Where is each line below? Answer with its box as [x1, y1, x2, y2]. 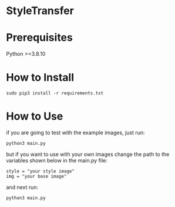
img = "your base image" [6, 174, 67, 179]
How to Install [6, 71, 75, 84]
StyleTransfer [6, 4, 75, 18]
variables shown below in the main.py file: [6, 157, 107, 164]
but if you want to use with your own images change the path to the [6, 151, 170, 158]
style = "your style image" [6, 168, 75, 174]
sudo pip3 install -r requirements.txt [6, 90, 104, 96]
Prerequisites [6, 31, 73, 45]
